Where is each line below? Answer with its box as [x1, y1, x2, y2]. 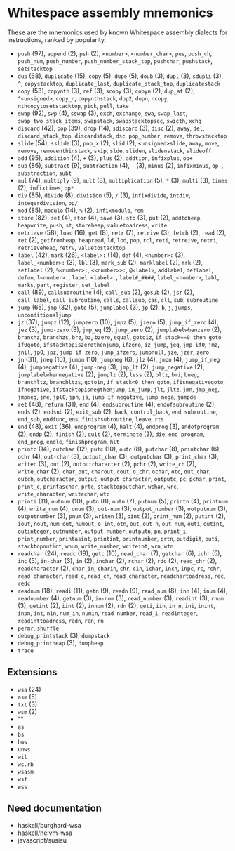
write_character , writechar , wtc [17, 489, 110, 498]
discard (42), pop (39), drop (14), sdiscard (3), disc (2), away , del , [17, 124, 205, 132]
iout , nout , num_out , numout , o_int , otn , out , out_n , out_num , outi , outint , [17, 519, 224, 527]
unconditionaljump [17, 311, 72, 319]
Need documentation [7, 803, 102, 814]
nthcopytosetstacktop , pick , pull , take [17, 101, 129, 110]
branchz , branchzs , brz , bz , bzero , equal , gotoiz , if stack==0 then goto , [17, 332, 223, 341]
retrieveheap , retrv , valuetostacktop [17, 243, 126, 251]
